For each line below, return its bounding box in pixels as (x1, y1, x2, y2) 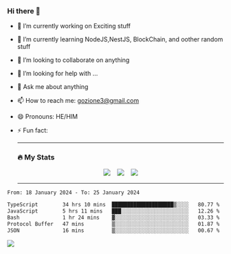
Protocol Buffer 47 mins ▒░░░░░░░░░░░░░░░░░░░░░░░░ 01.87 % (7, 221, 220, 228)
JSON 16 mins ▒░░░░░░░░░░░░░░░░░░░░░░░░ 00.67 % (7, 227, 220, 234)
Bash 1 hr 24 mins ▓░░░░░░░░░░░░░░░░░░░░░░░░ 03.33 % (7, 214, 220, 222)
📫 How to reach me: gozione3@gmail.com (16, 97, 140, 105)
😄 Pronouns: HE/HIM (16, 113, 78, 121)
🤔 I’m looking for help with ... (16, 69, 98, 78)
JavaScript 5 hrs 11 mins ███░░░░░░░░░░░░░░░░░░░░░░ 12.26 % (7, 208, 220, 215)
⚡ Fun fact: (16, 126, 48, 135)
